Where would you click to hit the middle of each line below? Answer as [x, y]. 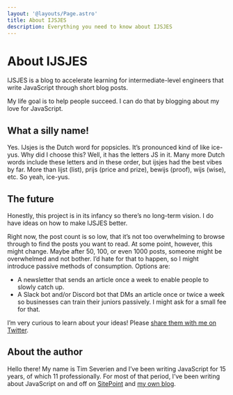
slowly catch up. [41, 287]
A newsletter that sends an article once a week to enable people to [113, 279]
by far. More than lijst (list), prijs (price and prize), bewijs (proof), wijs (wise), [116, 170]
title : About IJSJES [37, 20]
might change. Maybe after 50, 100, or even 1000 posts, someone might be [115, 251]
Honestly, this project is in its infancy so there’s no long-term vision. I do [111, 215]
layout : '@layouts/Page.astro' [53, 14]
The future [31, 199]
